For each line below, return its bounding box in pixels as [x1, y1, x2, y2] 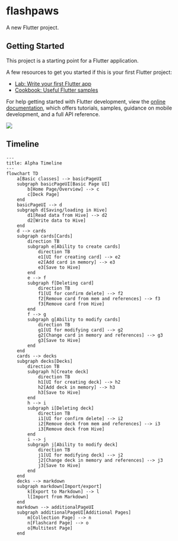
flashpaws [6, 4, 59, 18]
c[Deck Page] [27, 191, 60, 197]
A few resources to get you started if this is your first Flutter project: [6, 69, 172, 76]
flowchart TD [6, 170, 39, 176]
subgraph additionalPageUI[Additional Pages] [17, 509, 132, 515]
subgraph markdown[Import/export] [17, 483, 102, 489]
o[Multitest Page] [27, 525, 73, 531]
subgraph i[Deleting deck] [27, 405, 94, 411]
